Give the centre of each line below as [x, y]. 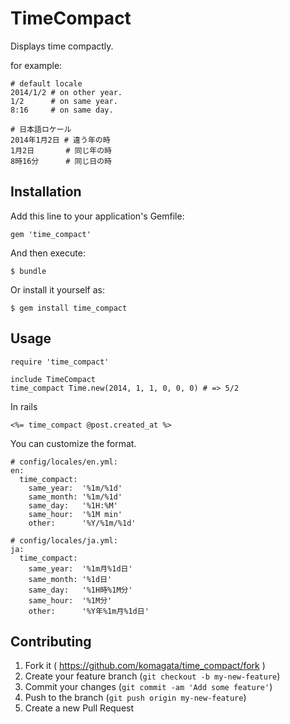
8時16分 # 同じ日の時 [61, 161]
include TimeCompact [53, 379]
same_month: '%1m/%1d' [75, 497]
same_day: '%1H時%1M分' [80, 590]
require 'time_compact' [60, 362]
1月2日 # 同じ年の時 [61, 150]
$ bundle [28, 271]
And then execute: [48, 253]
